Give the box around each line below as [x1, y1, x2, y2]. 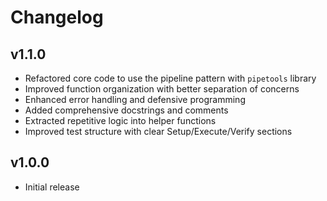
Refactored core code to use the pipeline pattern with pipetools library [24, 72, 317, 84]
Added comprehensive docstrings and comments [24, 104, 229, 116]
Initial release [24, 181, 80, 193]
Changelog [10, 6, 104, 29]
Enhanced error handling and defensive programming [24, 94, 246, 105]
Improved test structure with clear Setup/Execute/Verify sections [24, 126, 293, 137]
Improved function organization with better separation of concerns [24, 83, 300, 95]
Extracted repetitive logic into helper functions [24, 115, 217, 126]
